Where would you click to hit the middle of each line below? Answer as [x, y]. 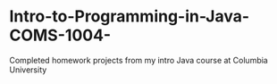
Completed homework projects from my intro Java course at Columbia [138, 60]
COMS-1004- [60, 35]
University [28, 70]
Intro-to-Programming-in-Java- [130, 17]
